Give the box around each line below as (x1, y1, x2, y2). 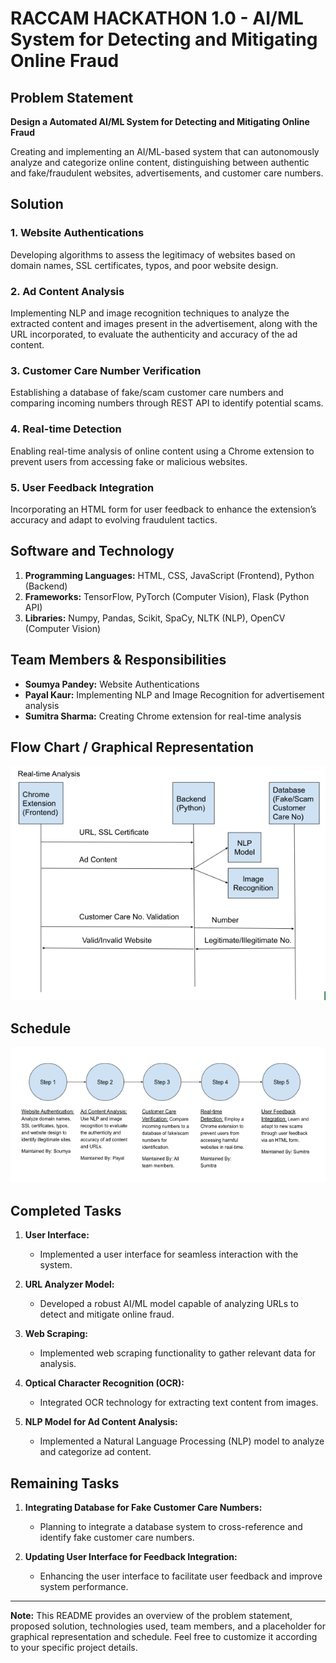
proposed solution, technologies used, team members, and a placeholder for (10, 1620, 326, 1632)
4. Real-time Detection (10, 422, 122, 436)
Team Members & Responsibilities (10, 652, 227, 669)
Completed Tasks (10, 1202, 122, 1219)
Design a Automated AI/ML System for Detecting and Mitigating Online (10, 116, 310, 127)
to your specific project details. (10, 1641, 138, 1653)
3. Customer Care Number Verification (10, 363, 202, 377)
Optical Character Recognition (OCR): (24, 1377, 185, 1389)
